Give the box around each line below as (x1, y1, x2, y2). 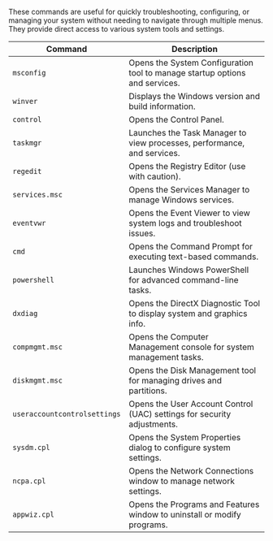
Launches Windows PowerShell (128, 264, 249, 275)
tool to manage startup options (128, 67, 246, 78)
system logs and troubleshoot (128, 218, 242, 228)
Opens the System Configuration (128, 57, 254, 68)
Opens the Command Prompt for (128, 241, 253, 252)
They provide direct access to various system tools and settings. (8, 24, 225, 33)
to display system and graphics (128, 308, 248, 319)
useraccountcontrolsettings (12, 409, 121, 418)
